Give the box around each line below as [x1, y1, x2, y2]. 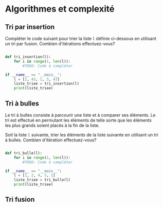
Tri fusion [5, 195, 35, 204]
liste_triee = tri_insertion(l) [14, 81, 79, 86]
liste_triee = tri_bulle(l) [14, 177, 71, 183]
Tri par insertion [5, 23, 55, 31]
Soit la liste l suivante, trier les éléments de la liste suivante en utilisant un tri [5, 132, 159, 138]
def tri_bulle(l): [5, 151, 42, 155]
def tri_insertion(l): [5, 54, 51, 59]
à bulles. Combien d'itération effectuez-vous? [5, 137, 97, 143]
